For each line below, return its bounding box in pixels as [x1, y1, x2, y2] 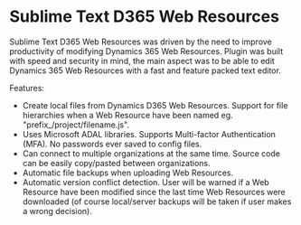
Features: [9, 82, 45, 93]
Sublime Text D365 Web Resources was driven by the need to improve [9, 36, 273, 47]
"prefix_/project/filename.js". [22, 119, 129, 130]
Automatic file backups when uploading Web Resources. [22, 167, 233, 178]
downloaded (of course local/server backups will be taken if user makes [22, 196, 292, 207]
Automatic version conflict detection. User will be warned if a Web [22, 176, 269, 187]
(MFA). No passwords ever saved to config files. [22, 138, 202, 149]
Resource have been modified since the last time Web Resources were [22, 186, 287, 197]
